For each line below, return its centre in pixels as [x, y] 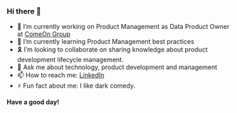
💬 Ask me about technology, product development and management [117, 67]
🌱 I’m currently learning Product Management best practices [106, 42]
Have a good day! [33, 102]
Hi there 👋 [24, 11]
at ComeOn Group [43, 34]
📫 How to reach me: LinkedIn [60, 75]
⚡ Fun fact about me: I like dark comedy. [76, 86]
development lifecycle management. [70, 60]
